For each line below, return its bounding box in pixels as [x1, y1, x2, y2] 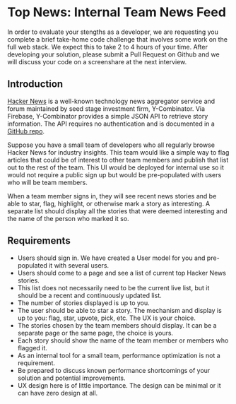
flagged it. [17, 343, 48, 352]
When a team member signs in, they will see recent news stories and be [7, 191, 217, 200]
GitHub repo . [7, 126, 45, 135]
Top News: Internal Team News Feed [7, 4, 226, 20]
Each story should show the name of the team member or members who [17, 336, 229, 345]
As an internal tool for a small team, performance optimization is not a [17, 351, 220, 360]
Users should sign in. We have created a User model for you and [17, 254, 206, 262]
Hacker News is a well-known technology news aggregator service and [7, 97, 216, 105]
